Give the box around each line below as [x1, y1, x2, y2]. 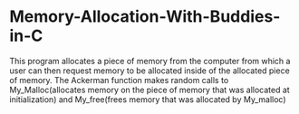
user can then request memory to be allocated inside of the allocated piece [9, 65, 290, 76]
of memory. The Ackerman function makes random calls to [9, 74, 229, 85]
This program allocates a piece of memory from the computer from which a [9, 55, 291, 66]
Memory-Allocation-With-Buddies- [9, 6, 281, 27]
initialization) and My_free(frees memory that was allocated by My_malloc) [9, 93, 287, 105]
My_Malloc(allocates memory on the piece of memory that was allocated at [9, 84, 290, 95]
